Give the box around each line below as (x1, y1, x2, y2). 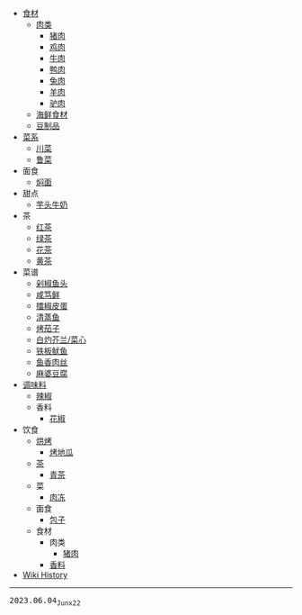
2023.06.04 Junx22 (9, 595, 81, 608)
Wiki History (22, 570, 68, 580)
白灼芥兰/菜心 (35, 334, 87, 345)
